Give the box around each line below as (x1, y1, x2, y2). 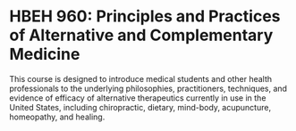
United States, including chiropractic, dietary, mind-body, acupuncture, (9, 102, 271, 112)
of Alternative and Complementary (9, 25, 274, 45)
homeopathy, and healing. (9, 111, 106, 122)
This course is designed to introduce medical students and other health (9, 73, 273, 84)
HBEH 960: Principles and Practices (9, 6, 281, 27)
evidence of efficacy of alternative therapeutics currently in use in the (9, 92, 266, 103)
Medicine (9, 45, 80, 64)
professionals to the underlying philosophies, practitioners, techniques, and (9, 83, 288, 94)
